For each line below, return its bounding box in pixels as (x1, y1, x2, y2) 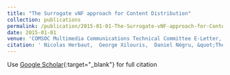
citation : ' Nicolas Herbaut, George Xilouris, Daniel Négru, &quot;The (7, 42, 225, 48)
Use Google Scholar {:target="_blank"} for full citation (7, 61, 157, 68)
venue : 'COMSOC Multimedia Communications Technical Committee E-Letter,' (7, 35, 225, 42)
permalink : (7, 22, 38, 29)
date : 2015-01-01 (7, 29, 57, 36)
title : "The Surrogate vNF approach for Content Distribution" (7, 10, 192, 17)
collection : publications (7, 16, 81, 23)
